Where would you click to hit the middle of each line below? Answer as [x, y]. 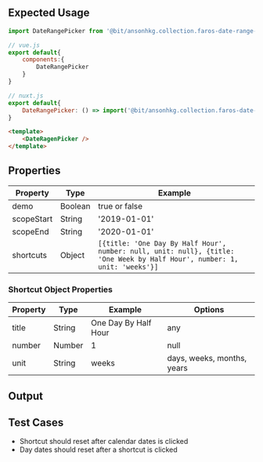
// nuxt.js [26, 96]
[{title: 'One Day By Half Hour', [162, 243]
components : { [43, 60]
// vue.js [24, 45]
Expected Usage [49, 13]
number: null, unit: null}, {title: [166, 251]
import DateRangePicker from [56, 31]
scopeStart [32, 219]
